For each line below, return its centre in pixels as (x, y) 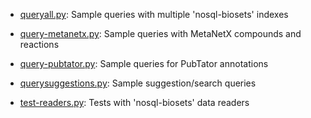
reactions (39, 44)
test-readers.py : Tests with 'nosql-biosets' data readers (134, 102)
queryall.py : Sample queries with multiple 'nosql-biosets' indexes (154, 14)
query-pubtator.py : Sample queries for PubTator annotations (144, 63)
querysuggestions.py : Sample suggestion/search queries (138, 83)
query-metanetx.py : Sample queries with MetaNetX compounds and (160, 33)
